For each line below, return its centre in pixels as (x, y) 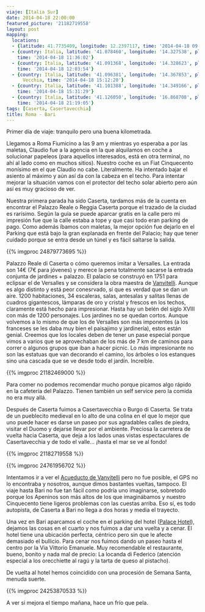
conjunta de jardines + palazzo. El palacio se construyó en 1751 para (92, 276)
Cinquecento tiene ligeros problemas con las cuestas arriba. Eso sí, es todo (101, 503)
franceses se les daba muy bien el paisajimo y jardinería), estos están (94, 328)
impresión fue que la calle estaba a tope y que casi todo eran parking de (97, 220)
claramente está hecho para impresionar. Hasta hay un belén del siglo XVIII (101, 309)
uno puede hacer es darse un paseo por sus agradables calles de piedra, (98, 422)
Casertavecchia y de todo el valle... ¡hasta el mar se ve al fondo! (87, 442)
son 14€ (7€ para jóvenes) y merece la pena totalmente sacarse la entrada (100, 270)
